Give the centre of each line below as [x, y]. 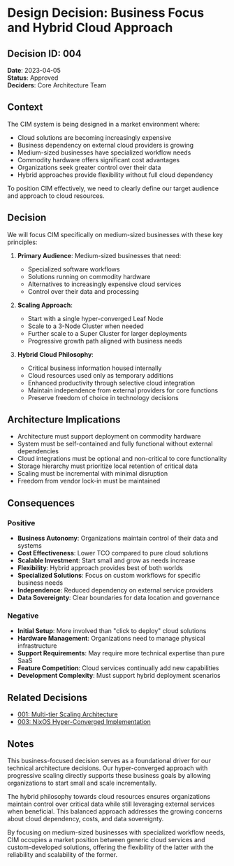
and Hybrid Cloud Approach [90, 28]
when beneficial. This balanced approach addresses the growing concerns [115, 811]
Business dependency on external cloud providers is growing [105, 145]
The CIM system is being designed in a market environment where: [104, 124]
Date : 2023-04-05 [34, 70]
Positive [21, 523]
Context [25, 107]
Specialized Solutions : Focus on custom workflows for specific [109, 576]
